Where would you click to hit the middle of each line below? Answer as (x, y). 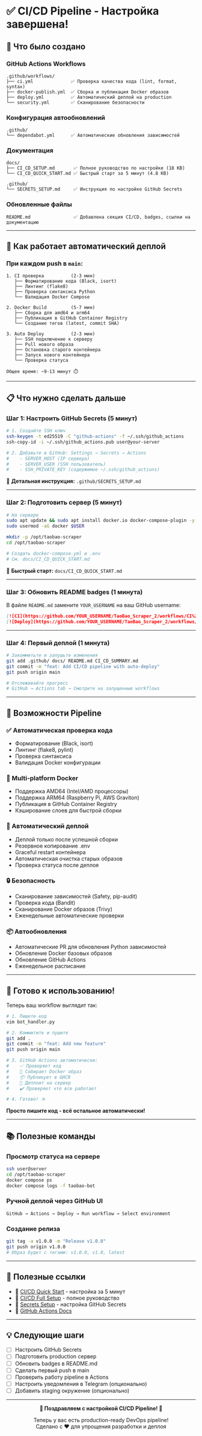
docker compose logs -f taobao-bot (51, 1186)
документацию (23, 222)
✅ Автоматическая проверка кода (60, 730)
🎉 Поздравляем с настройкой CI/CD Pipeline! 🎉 (101, 1408)
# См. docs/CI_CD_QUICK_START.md (48, 559)
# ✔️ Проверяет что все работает (52, 1088)
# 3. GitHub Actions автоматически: (52, 1060)
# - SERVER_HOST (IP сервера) (48, 458)
